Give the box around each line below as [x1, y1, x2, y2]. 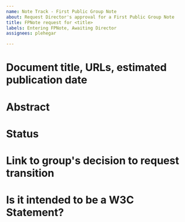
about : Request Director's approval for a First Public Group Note [6, 14, 175, 20]
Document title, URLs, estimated [6, 61, 167, 74]
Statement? [6, 206, 65, 219]
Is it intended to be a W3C [6, 193, 134, 207]
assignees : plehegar [6, 31, 57, 36]
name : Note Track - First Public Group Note [6, 8, 117, 15]
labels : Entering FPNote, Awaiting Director [6, 25, 117, 31]
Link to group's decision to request [6, 154, 179, 167]
